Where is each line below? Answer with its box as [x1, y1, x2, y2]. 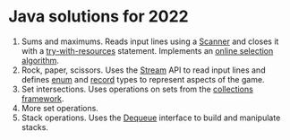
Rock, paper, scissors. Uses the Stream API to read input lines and [21, 65, 266, 75]
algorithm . [21, 55, 59, 66]
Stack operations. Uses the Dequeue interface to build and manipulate [21, 112, 281, 123]
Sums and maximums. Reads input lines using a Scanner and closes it [21, 36, 279, 47]
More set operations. [21, 102, 99, 113]
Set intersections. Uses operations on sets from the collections [21, 83, 254, 94]
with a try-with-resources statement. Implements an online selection [21, 45, 274, 56]
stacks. [21, 121, 48, 132]
